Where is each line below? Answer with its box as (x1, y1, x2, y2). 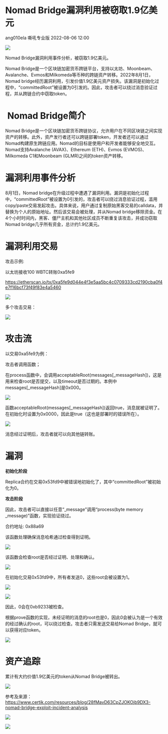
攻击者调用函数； (5, 361, 41, 367)
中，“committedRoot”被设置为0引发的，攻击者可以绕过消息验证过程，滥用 (5, 196, 158, 202)
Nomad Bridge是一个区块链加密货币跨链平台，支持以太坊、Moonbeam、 (5, 65, 155, 71)
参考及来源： (5, 693, 32, 699)
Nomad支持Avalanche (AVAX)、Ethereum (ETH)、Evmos (5, 146, 122, 152)
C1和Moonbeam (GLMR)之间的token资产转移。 (29, 153, 126, 159)
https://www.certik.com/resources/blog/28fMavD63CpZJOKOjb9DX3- (5, 699, 151, 705)
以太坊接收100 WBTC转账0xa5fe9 (5, 269, 75, 275)
